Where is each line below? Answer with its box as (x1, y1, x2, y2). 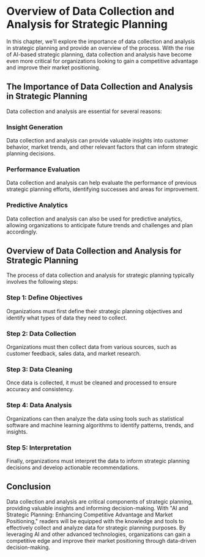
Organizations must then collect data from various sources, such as (6, 343, 177, 351)
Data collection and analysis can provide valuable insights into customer (6, 137, 188, 144)
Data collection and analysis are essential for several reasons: (6, 107, 162, 115)
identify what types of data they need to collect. (6, 314, 127, 321)
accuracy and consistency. (6, 386, 75, 393)
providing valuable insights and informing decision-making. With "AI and (6, 504, 188, 512)
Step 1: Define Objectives (6, 294, 83, 302)
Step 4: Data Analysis (6, 401, 72, 410)
